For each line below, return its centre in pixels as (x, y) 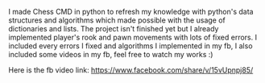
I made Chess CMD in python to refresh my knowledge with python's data (131, 12)
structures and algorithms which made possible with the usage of (117, 20)
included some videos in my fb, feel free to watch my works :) (111, 54)
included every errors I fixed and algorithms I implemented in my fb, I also (130, 46)
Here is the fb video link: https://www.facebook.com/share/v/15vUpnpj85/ (131, 70)
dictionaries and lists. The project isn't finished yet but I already (114, 29)
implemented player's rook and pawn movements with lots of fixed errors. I (133, 37)
